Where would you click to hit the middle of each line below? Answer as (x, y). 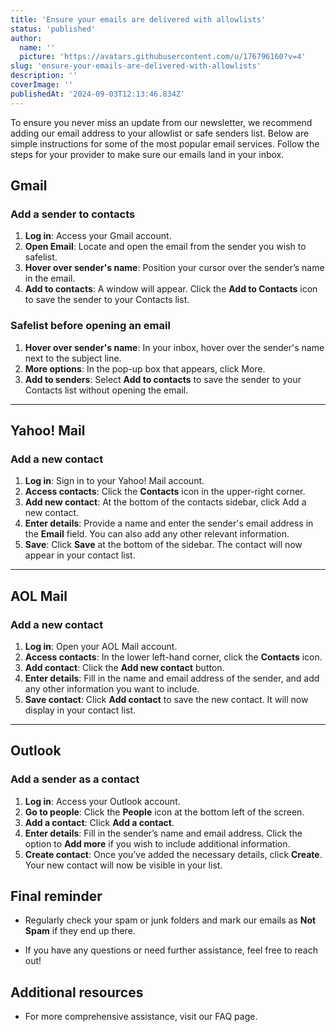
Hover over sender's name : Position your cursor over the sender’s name (174, 268)
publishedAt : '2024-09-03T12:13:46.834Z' (98, 94)
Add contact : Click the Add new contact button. (124, 667)
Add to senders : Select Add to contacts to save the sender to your (163, 379)
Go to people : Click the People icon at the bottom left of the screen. (164, 812)
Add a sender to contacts (73, 214)
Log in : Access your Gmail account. (98, 236)
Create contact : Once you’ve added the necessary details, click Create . (173, 854)
